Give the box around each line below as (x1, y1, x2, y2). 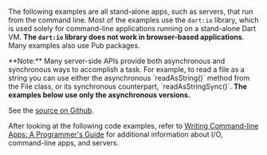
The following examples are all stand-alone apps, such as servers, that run (8, 7, 253, 16)
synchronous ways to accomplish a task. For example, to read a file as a (8, 65, 245, 74)
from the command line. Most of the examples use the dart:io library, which (8, 15, 259, 25)
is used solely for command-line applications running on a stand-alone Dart (8, 24, 257, 33)
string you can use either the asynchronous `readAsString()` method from (8, 74, 250, 82)
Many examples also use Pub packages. (8, 41, 141, 50)
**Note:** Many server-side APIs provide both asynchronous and (8, 56, 226, 66)
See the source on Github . (8, 105, 94, 115)
